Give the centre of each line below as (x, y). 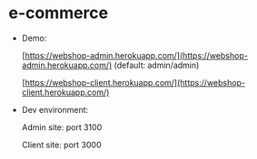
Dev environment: (55, 109)
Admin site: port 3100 (62, 127)
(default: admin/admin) (157, 65)
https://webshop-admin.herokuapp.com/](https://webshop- (137, 55)
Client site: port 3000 (61, 145)
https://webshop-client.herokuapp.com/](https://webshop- (135, 82)
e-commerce (59, 13)
